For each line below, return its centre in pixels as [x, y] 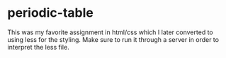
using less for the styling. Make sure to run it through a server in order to [113, 39]
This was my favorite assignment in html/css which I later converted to [111, 32]
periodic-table [50, 13]
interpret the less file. [38, 47]
